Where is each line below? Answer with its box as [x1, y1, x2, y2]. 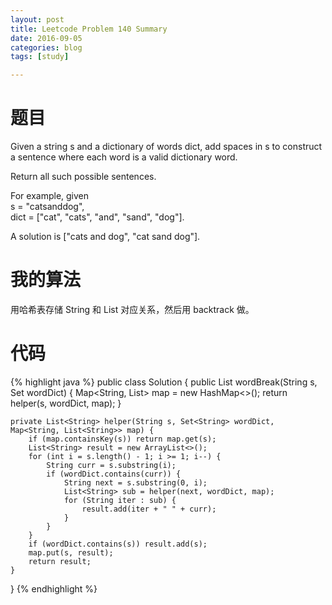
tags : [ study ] [10, 52, 70, 62]
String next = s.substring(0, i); [63, 477, 208, 488]
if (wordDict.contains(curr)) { [46, 469, 182, 479]
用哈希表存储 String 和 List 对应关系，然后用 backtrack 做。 [10, 304, 255, 315]
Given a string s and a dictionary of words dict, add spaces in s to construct [10, 141, 323, 153]
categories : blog [10, 42, 83, 53]
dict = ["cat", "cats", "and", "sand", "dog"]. [10, 211, 185, 223]
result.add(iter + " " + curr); [81, 504, 217, 514]
